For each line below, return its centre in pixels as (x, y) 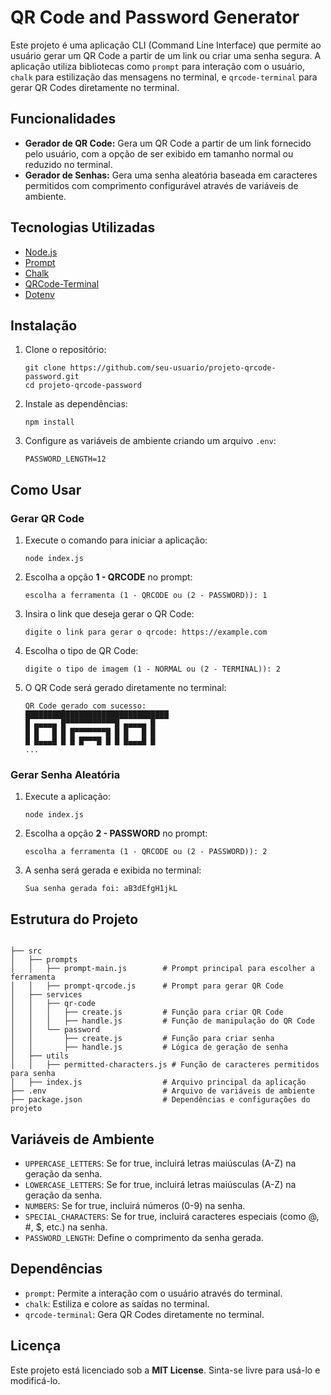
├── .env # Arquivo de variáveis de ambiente (162, 1091)
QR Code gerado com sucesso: (85, 706)
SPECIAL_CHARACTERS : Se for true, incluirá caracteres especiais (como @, (172, 1216)
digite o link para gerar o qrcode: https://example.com (146, 632)
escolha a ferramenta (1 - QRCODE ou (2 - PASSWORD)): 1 (146, 596)
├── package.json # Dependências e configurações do (160, 1100)
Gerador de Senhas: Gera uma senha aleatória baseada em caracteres (171, 175)
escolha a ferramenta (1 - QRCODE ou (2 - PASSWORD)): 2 (146, 852)
